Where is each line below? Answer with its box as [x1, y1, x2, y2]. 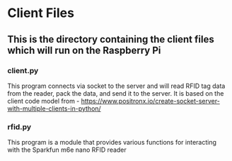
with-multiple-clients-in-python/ [7, 104, 101, 113]
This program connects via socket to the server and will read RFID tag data [7, 82, 226, 90]
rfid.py [7, 122, 32, 132]
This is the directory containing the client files [7, 33, 214, 45]
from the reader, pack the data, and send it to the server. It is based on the [7, 89, 224, 97]
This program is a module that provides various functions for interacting [7, 138, 217, 147]
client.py [7, 65, 39, 75]
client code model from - [7, 96, 80, 105]
